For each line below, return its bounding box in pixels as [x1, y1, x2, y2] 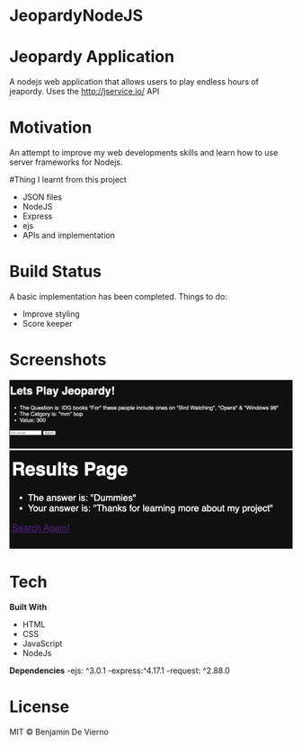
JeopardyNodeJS [9, 5, 144, 26]
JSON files [22, 192, 63, 202]
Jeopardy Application [9, 47, 175, 67]
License [9, 697, 70, 717]
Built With [9, 602, 48, 613]
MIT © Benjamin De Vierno [9, 726, 110, 737]
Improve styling [22, 309, 81, 319]
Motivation [9, 118, 93, 138]
